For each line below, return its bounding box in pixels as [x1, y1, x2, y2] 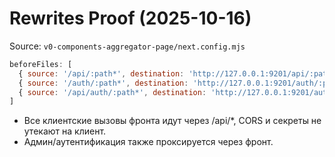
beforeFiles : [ [9, 59, 73, 69]
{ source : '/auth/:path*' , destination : [18, 78, 189, 88]
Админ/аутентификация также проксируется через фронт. [23, 136, 274, 148]
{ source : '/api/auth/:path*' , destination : [18, 87, 207, 97]
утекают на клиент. [23, 125, 107, 137]
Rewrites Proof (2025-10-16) [9, 7, 252, 30]
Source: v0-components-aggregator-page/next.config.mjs [9, 40, 246, 52]
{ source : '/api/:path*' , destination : [18, 68, 185, 79]
